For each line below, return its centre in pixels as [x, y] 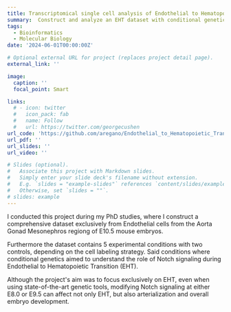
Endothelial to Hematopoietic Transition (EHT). [73, 266]
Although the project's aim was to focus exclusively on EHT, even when [108, 279]
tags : [15, 26]
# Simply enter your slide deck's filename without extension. [102, 178]
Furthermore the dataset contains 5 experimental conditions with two [105, 244]
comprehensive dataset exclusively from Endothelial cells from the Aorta [110, 224]
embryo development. [38, 301]
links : [16, 101]
